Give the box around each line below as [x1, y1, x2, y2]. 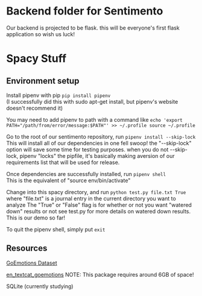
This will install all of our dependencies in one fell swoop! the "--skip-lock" [6, 139, 192, 146]
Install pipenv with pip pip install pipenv [6, 92, 111, 99]
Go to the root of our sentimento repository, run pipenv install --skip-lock [6, 133, 196, 140]
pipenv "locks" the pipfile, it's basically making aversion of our [19, 152, 175, 159]
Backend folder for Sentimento [6, 4, 163, 18]
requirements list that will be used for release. [6, 159, 120, 166]
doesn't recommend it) [6, 104, 63, 112]
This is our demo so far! [6, 214, 65, 221]
